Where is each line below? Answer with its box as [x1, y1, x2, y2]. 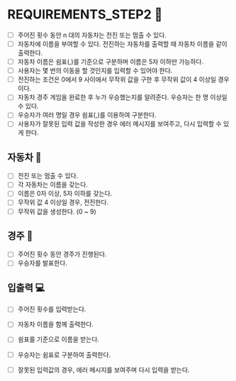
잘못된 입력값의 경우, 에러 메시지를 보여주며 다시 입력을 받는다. [17, 365, 190, 374]
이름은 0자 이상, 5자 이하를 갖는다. [17, 189, 113, 198]
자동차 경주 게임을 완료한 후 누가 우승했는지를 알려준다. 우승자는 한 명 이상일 [17, 93, 228, 101]
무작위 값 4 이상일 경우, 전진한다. [17, 198, 109, 206]
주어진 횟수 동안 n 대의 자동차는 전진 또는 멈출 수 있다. [17, 31, 167, 39]
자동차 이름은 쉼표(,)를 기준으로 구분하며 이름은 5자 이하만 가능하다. [17, 57, 204, 66]
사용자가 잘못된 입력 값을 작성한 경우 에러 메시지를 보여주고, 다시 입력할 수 [17, 120, 222, 128]
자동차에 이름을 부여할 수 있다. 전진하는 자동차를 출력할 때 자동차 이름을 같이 [17, 40, 228, 48]
